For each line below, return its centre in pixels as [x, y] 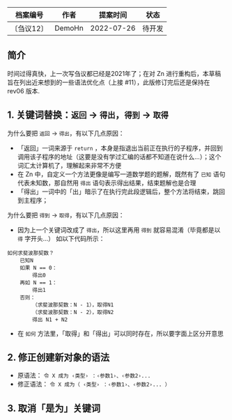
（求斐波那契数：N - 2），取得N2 [73, 312]
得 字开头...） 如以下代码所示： [61, 238]
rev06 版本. [24, 91]
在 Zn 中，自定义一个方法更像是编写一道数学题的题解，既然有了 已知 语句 [121, 174]
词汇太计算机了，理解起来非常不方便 [69, 165]
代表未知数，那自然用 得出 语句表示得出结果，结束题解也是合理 [107, 182]
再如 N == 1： [39, 282]
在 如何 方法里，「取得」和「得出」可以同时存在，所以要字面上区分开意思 [121, 333]
